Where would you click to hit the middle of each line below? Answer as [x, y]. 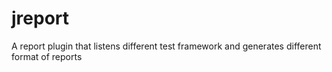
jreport [40, 18]
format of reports [47, 56]
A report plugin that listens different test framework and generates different [166, 46]
